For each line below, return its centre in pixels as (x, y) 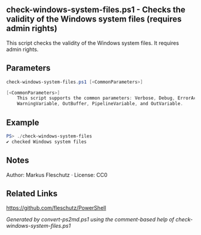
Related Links (32, 193)
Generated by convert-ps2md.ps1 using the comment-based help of (90, 219)
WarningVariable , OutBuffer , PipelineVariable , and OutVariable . (100, 104)
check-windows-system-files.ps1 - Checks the (96, 10)
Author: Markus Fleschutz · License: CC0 (57, 175)
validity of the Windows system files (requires (94, 19)
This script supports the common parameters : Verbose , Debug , (96, 98)
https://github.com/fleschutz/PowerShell (56, 208)
